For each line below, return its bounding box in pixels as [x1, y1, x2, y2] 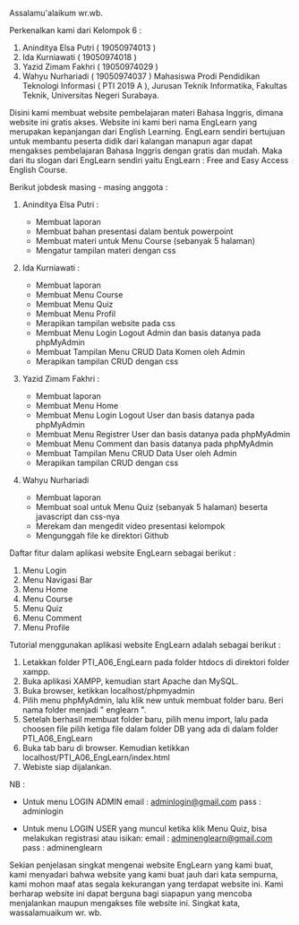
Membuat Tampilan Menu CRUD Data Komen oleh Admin [35, 347, 246, 357]
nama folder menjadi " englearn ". [21, 705, 147, 715]
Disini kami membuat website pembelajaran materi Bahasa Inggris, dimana [9, 108, 284, 117]
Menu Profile [21, 622, 70, 633]
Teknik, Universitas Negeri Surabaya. [21, 90, 159, 100]
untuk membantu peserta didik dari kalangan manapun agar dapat [9, 136, 253, 146]
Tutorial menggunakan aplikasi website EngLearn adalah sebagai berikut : [9, 640, 281, 650]
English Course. [9, 165, 68, 175]
